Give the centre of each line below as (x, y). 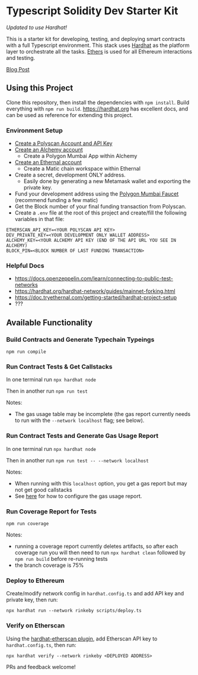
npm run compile (26, 352)
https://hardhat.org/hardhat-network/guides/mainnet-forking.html (95, 291)
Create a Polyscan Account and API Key (63, 143)
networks (26, 285)
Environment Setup (35, 130)
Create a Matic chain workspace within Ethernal (82, 169)
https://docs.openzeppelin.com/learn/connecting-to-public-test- (94, 279)
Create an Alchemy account (49, 150)
